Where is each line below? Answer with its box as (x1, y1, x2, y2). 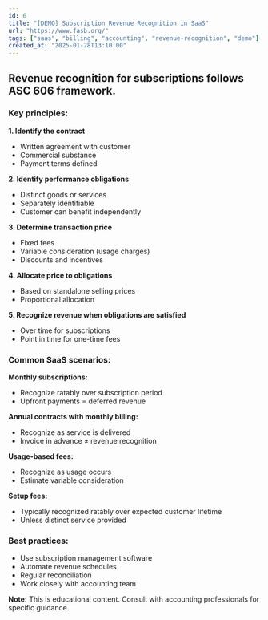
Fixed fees (19, 237, 54, 247)
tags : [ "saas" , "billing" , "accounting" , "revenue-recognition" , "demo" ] (8, 34, 260, 43)
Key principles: (8, 107, 69, 119)
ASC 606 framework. (8, 83, 116, 97)
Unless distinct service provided (19, 515, 126, 525)
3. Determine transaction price (8, 222, 113, 232)
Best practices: (8, 535, 69, 546)
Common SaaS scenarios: (8, 354, 111, 365)
